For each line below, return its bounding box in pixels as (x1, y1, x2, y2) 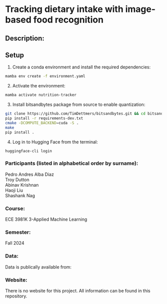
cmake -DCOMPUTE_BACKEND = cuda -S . (5, 120, 79, 125)
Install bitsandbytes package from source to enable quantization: (12, 101, 146, 108)
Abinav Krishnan (5, 182, 39, 188)
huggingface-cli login (5, 148, 52, 153)
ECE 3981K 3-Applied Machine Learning (5, 216, 87, 223)
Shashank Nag (5, 192, 35, 198)
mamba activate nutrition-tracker (5, 92, 77, 98)
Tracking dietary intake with (5, 3, 124, 15)
